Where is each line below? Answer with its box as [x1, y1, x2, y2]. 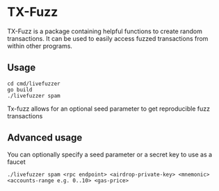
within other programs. [7, 42, 73, 50]
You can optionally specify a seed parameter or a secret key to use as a [7, 150, 213, 158]
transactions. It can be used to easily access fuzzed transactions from [7, 34, 209, 42]
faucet [7, 157, 26, 166]
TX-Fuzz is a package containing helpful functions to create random [7, 27, 203, 35]
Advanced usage [7, 132, 83, 144]
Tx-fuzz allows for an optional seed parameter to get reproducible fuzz [7, 104, 211, 113]
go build [7, 86, 33, 93]
